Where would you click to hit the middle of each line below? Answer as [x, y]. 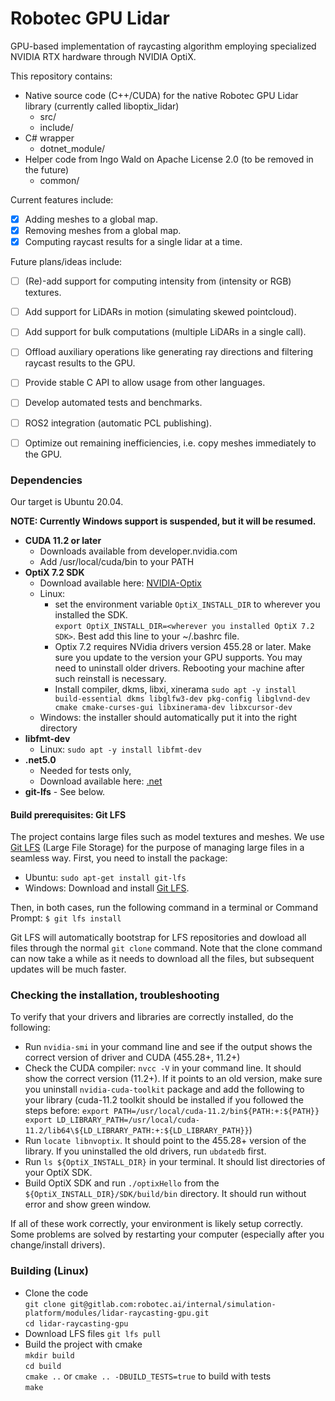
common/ [59, 180]
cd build [43, 1366]
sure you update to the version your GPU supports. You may [178, 657]
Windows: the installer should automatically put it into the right [168, 717]
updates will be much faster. [68, 969]
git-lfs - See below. [65, 791]
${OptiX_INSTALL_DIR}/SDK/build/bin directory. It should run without [165, 1194]
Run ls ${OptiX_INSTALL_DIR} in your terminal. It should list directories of [175, 1162]
